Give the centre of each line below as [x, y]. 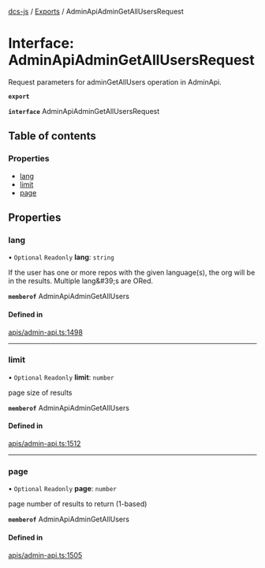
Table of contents [52, 136]
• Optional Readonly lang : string [61, 257]
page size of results [40, 392]
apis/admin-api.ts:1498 [45, 332]
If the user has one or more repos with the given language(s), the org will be [132, 273]
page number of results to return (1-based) [78, 504]
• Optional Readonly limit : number [61, 377]
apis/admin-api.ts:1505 [45, 555]
